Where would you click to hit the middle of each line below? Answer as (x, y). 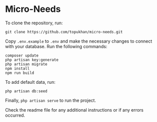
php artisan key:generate (32, 60)
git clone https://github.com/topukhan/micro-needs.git (64, 32)
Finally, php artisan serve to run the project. (51, 100)
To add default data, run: (30, 82)
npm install (17, 68)
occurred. (15, 115)
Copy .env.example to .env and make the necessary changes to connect (79, 41)
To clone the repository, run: (34, 23)
